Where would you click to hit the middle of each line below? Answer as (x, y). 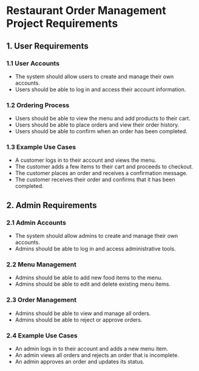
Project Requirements (62, 23)
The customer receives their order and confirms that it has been (95, 179)
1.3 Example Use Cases (41, 147)
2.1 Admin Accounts (36, 223)
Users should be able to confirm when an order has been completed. (101, 131)
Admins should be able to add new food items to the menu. (89, 278)
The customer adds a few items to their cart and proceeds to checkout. (104, 167)
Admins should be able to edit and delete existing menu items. (93, 284)
